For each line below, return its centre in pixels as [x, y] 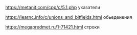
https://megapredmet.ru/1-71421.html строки [52, 27]
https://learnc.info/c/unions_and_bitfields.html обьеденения [69, 17]
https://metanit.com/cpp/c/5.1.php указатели [53, 7]
